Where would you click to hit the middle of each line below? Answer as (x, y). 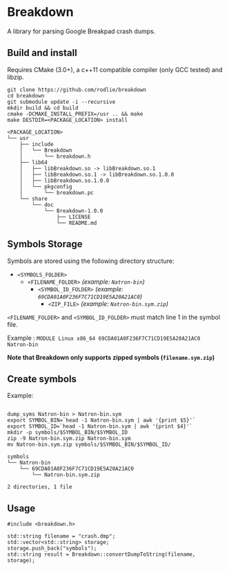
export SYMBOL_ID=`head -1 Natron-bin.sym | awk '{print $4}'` (100, 426)
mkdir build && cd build (43, 108)
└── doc (43, 205)
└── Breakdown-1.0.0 (73, 211)
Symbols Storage (45, 244)
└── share (34, 199)
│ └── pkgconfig (46, 187)
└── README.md (77, 223)
